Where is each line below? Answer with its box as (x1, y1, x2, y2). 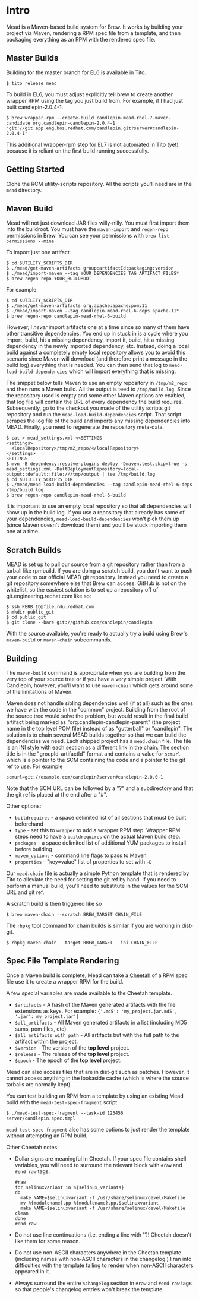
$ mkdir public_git (6, 609, 55, 615)
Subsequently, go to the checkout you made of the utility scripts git (6, 404, 170, 412)
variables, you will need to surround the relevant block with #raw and (14, 1161, 182, 1168)
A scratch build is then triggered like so (6, 900, 102, 907)
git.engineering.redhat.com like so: (6, 592, 91, 600)
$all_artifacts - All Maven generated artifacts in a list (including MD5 (14, 1019, 187, 1026)
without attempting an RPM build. (6, 1132, 88, 1139)
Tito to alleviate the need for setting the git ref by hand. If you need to (6, 876, 176, 883)
